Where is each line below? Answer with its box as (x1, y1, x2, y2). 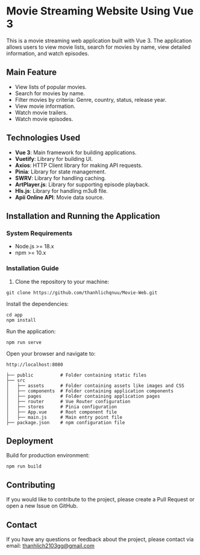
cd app (6, 312, 23, 318)
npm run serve (6, 339, 42, 345)
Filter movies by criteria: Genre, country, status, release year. (14, 96, 167, 103)
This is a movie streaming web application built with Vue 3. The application (6, 37, 192, 44)
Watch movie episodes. (14, 115, 73, 122)
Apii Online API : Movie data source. (14, 193, 104, 201)
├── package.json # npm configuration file (6, 419, 125, 425)
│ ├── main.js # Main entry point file (6, 414, 122, 420)
